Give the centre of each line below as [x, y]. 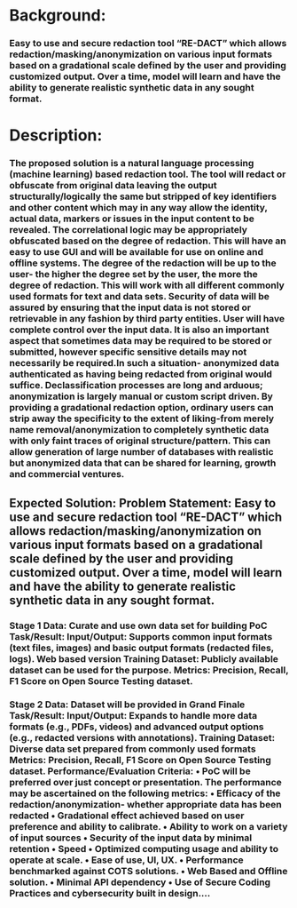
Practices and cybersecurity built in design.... [110, 894]
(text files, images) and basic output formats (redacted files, [142, 648]
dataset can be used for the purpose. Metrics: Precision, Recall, [149, 670]
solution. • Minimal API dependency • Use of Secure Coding [140, 882]
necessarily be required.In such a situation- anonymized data [144, 363]
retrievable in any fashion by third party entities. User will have [147, 319]
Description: [56, 135]
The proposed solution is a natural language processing [132, 163]
